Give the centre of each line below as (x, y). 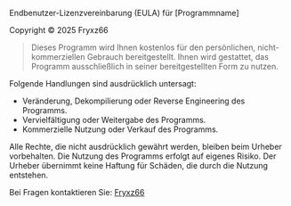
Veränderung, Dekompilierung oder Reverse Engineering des (133, 101)
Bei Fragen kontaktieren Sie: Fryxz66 (77, 192)
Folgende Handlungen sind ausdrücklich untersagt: (103, 83)
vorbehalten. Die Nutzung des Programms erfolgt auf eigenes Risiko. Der (143, 156)
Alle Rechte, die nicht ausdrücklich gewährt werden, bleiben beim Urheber (145, 147)
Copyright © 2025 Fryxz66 (59, 30)
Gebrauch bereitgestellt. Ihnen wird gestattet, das (178, 57)
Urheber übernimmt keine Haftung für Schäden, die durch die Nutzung (139, 165)
